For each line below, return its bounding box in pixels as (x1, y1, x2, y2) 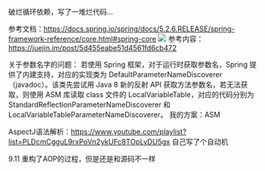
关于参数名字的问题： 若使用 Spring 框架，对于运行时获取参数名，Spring (8, 59, 248, 69)
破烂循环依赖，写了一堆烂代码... (8, 7, 114, 16)
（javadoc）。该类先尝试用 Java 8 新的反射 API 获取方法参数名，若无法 (8, 79, 241, 89)
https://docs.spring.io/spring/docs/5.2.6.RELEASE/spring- (43, 24, 235, 34)
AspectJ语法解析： (8, 127, 71, 136)
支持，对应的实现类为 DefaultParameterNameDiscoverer (35, 70, 223, 79)
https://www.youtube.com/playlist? (71, 127, 187, 136)
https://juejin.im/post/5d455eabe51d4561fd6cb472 (8, 43, 177, 52)
